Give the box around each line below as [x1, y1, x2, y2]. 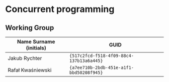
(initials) [26, 44, 46, 51]
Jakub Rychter [8, 55, 42, 61]
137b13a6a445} [69, 58, 103, 63]
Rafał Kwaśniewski [8, 66, 52, 73]
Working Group [5, 23, 54, 32]
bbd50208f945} [69, 70, 103, 75]
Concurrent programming [5, 3, 115, 15]
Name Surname [17, 38, 55, 45]
